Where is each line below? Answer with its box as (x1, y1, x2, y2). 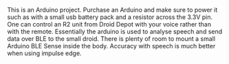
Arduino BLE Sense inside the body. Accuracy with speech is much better (7, 42, 216, 50)
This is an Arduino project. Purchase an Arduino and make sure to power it (7, 6, 218, 14)
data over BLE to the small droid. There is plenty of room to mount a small (7, 35, 215, 43)
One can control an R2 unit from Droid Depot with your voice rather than (7, 20, 212, 28)
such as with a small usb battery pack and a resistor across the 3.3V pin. (7, 13, 213, 21)
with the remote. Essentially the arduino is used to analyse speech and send (7, 27, 223, 35)
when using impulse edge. (7, 49, 82, 57)
